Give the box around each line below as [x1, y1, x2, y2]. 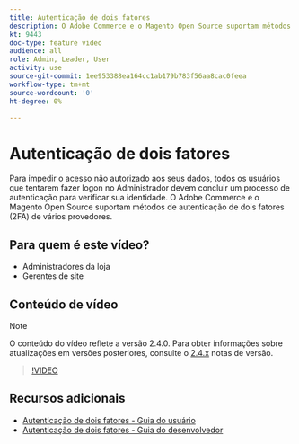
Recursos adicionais [9, 391, 126, 406]
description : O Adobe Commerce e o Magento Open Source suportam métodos [9, 22, 292, 31]
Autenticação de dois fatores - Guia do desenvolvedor [22, 424, 224, 435]
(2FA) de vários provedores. [9, 211, 113, 222]
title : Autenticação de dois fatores [9, 13, 151, 22]
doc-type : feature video [9, 38, 102, 48]
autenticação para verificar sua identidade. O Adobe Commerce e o [9, 192, 260, 203]
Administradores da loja [22, 262, 110, 272]
